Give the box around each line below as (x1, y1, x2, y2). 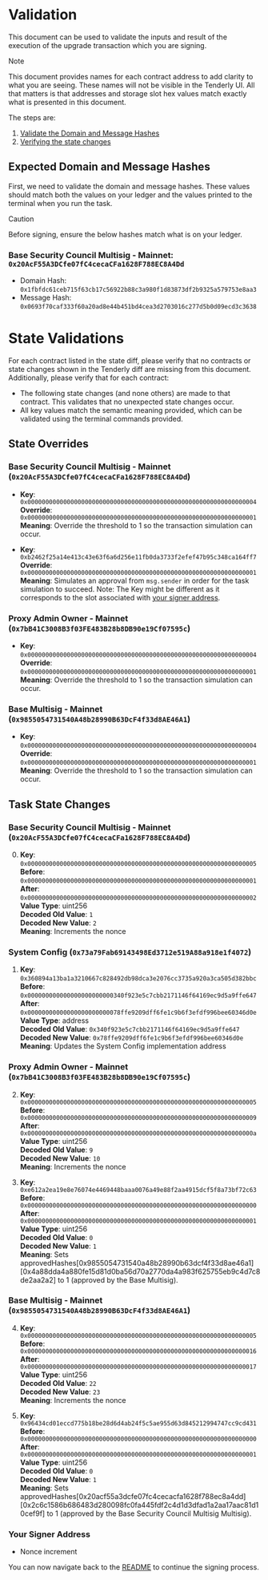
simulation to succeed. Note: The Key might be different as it (19, 584, 220, 594)
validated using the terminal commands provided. (19, 414, 184, 423)
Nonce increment (19, 1547, 78, 1557)
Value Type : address (19, 1016, 90, 1025)
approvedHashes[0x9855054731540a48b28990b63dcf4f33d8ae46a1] (19, 1258, 254, 1267)
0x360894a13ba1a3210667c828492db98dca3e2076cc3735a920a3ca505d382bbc (19, 975, 258, 983)
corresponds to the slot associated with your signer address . (19, 592, 221, 602)
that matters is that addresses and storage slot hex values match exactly (8, 88, 247, 98)
